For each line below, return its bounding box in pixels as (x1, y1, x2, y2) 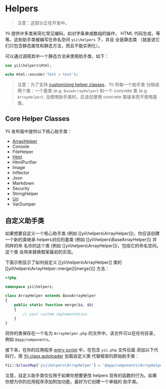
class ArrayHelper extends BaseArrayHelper (5, 293, 96, 298)
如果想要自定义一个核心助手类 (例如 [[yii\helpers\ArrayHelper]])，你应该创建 (5, 230, 160, 237)
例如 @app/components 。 (5, 336, 53, 343)
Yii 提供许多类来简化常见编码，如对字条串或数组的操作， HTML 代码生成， (5, 30, 156, 36)
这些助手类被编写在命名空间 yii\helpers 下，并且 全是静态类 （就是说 (13, 36, 156, 42)
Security (12, 185, 30, 191)
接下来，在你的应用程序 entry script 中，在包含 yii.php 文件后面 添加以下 (5, 347, 154, 353)
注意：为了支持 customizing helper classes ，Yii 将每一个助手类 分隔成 (17, 81, 160, 87)
